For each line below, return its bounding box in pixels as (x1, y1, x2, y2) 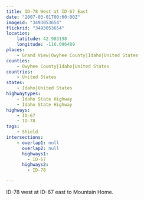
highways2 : (21, 162, 49, 168)
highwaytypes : (6, 91, 41, 96)
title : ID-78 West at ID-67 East (6, 8, 89, 15)
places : (6, 47, 25, 53)
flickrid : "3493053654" (6, 25, 65, 31)
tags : (6, 124, 19, 129)
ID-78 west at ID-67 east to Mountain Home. (6, 189, 114, 195)
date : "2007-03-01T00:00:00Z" (6, 14, 81, 20)
